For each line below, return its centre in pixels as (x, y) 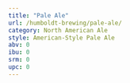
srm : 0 (19, 60)
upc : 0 (19, 67)
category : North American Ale (58, 30)
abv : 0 (19, 45)
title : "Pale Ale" (38, 15)
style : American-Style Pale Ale (61, 38)
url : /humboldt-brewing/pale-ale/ (65, 23)
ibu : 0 (19, 52)
